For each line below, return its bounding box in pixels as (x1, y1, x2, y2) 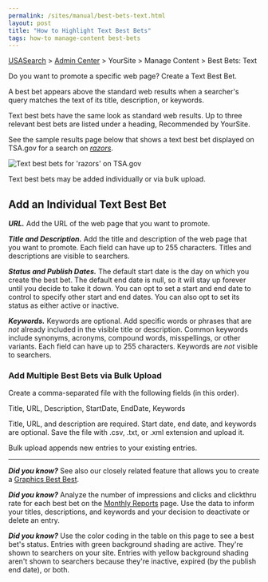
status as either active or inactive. (8, 301, 120, 310)
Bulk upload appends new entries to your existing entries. (8, 443, 198, 452)
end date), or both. (8, 565, 70, 575)
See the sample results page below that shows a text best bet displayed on (8, 135, 255, 145)
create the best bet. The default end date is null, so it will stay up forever (8, 275, 246, 285)
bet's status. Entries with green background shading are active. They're (8, 540, 243, 549)
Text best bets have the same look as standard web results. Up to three (8, 111, 242, 121)
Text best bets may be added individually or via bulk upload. (8, 174, 206, 184)
